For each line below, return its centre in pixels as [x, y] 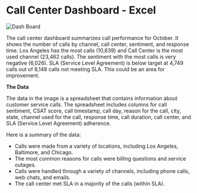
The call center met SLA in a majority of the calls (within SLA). [90, 184]
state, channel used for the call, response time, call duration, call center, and [98, 117]
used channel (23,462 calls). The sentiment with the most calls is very [91, 56]
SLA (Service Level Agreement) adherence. [59, 123]
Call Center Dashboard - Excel [81, 10]
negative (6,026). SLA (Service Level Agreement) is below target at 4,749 [95, 63]
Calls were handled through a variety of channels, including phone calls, [102, 171]
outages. [25, 165]
